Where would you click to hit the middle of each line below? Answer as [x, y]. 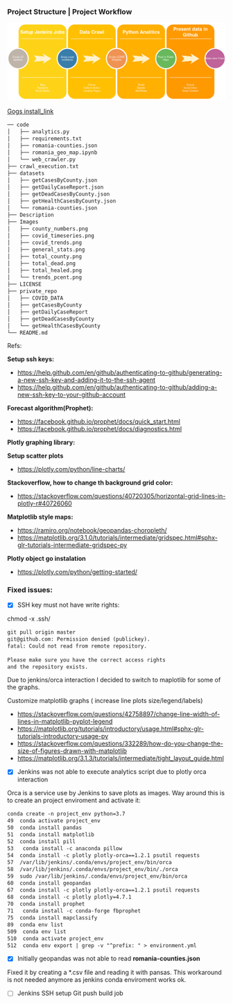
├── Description [31, 215]
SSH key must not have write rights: [68, 605]
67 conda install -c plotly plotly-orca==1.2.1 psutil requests [103, 890]
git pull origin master [42, 632]
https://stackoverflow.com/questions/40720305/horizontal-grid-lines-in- [121, 496]
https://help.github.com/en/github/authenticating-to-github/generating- [120, 372]
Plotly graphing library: [41, 442]
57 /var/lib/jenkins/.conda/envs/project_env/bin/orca [89, 863]
